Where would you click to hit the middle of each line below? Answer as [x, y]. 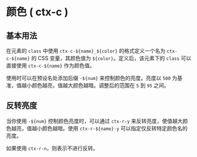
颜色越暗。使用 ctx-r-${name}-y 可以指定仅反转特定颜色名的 [115, 128]
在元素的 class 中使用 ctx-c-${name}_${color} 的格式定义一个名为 [86, 51]
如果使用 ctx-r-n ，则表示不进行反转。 [52, 148]
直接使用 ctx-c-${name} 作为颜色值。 [51, 66]
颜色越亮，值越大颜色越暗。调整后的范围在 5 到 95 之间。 [100, 85]
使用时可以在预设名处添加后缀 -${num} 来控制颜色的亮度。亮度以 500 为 [92, 78]
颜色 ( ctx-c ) [37, 12]
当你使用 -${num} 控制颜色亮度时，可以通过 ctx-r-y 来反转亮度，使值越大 [94, 121]
